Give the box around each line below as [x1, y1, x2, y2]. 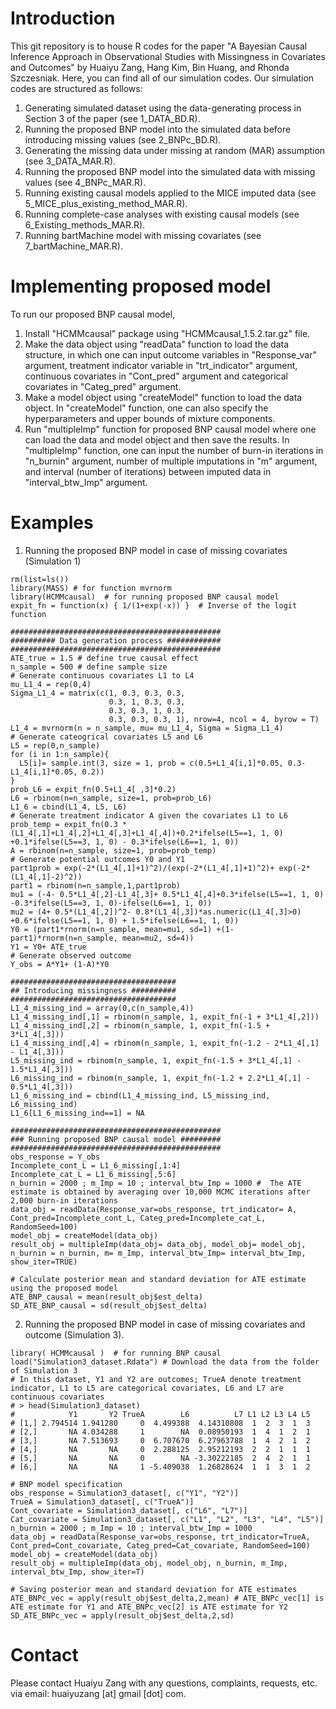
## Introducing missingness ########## [10, 985, 177, 996]
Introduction [10, 7, 116, 30]
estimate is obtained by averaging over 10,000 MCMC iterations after [10, 1187, 311, 1197]
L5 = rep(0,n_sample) [10, 740, 101, 751]
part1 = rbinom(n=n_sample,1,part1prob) [10, 880, 182, 891]
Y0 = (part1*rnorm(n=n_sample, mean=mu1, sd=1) [10, 924, 213, 934]
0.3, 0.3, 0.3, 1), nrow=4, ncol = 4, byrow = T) [108, 714, 320, 724]
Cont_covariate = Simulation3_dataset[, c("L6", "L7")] [10, 1505, 248, 1516]
